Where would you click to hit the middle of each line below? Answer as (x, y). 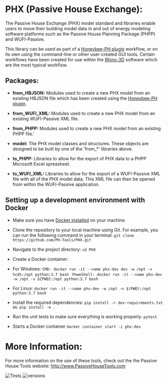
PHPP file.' (23, 134)
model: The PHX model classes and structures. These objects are (80, 143)
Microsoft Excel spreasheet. (41, 164)
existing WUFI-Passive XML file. (46, 119)
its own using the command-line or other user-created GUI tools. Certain (80, 54)
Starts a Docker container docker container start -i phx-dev (77, 326)
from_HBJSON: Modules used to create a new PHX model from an (81, 93)
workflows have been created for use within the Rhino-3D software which (81, 59)
